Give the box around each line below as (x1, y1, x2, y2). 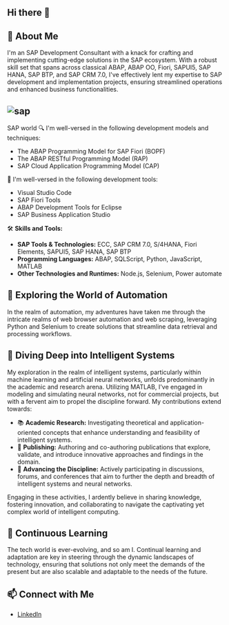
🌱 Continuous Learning (7, 528, 108, 540)
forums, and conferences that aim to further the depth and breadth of (17, 472, 215, 480)
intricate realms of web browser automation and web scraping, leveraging (7, 315, 217, 323)
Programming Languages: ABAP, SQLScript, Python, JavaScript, (17, 255, 202, 263)
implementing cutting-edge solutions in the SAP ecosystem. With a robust (7, 56, 217, 64)
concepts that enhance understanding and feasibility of (42, 428, 200, 436)
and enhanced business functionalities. (7, 85, 119, 94)
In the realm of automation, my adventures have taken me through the (7, 307, 206, 316)
